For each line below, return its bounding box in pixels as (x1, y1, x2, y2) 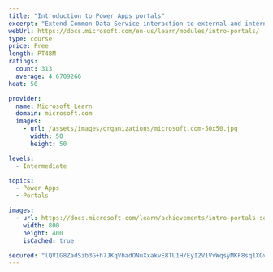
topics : (8, 176, 35, 185)
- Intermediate (15, 162, 67, 171)
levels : (8, 154, 35, 162)
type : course (8, 34, 53, 43)
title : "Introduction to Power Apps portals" (8, 11, 165, 20)
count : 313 (15, 65, 53, 73)
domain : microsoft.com (15, 110, 93, 118)
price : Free (8, 42, 49, 50)
